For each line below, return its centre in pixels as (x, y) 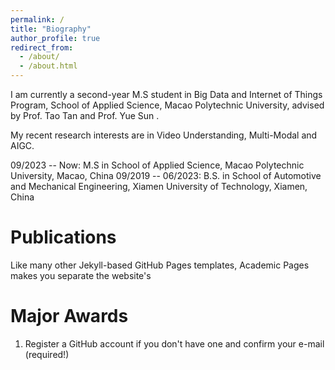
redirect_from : (42, 47)
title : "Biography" (51, 29)
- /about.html (48, 66)
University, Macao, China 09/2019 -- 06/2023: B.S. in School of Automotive (166, 175)
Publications (63, 237)
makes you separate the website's (81, 275)
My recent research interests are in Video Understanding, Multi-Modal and (164, 135)
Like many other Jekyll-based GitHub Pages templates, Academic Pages (160, 265)
